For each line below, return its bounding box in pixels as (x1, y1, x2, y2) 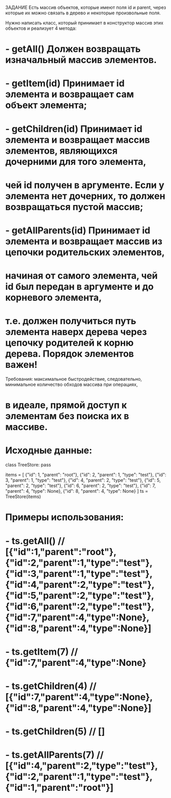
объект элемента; (5, 100, 87, 111)
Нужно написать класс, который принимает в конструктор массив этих (5, 20, 163, 26)
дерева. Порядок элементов (5, 348, 135, 360)
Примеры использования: (5, 511, 124, 523)
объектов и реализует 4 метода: (5, 25, 77, 31)
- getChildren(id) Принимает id (5, 123, 143, 135)
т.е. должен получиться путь (5, 316, 137, 327)
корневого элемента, (5, 292, 102, 304)
